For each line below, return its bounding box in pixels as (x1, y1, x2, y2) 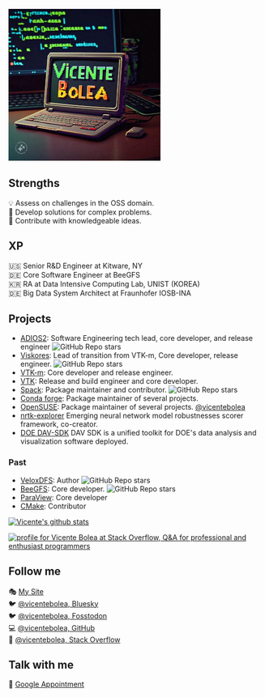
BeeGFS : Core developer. (19, 483, 105, 494)
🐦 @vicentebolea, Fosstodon (8, 610, 108, 620)
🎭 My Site (8, 586, 45, 596)
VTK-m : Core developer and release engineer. (19, 368, 174, 377)
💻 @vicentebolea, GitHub (8, 623, 96, 632)
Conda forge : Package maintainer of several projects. (19, 393, 199, 403)
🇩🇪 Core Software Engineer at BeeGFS (8, 270, 140, 279)
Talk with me (8, 657, 75, 672)
